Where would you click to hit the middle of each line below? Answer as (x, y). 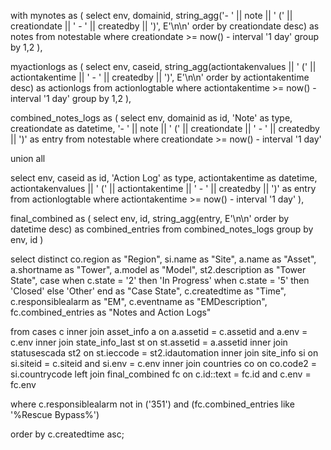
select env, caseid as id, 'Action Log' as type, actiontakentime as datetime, (164, 178)
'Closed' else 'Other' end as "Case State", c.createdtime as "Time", (148, 291)
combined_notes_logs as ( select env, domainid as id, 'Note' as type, (151, 118)
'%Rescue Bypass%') (55, 414)
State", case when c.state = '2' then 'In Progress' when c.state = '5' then (160, 280)
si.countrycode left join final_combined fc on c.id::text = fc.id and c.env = (161, 374)
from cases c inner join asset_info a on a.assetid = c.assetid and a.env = (159, 331)
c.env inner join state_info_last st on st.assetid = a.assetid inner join (149, 342)
